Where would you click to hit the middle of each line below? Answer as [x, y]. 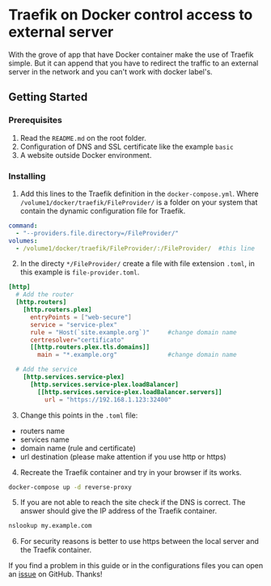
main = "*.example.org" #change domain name [137, 355]
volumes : [23, 240]
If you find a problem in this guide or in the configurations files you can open [136, 566]
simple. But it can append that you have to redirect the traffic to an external [133, 63]
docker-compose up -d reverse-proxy [70, 487]
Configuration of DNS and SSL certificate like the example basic [127, 146]
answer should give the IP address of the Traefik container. [118, 511]
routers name [42, 431]
